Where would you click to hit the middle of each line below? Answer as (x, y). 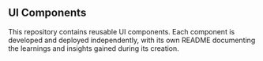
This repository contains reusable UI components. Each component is (122, 31)
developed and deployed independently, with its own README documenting (132, 40)
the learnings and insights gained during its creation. (94, 48)
